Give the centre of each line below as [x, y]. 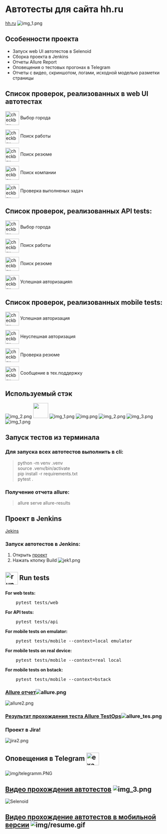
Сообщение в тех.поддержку [51, 373]
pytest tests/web [37, 602]
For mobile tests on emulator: [36, 631]
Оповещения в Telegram [45, 758]
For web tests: [21, 593]
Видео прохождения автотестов [58, 789]
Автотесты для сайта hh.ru [64, 9]
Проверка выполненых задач [52, 190]
